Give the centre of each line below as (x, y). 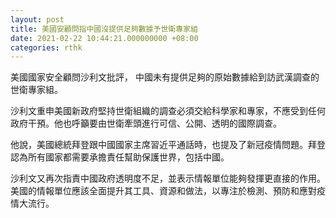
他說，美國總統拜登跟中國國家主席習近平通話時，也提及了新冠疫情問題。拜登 (168, 145)
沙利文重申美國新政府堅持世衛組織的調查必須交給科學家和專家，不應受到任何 (168, 111)
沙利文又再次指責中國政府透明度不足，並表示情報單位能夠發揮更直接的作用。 (168, 178)
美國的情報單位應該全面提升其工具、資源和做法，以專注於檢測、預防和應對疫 (168, 191)
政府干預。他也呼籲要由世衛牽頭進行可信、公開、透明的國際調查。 (146, 123)
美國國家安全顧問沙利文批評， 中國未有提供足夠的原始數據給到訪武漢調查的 (165, 77)
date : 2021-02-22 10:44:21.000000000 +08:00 (104, 38)
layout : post (37, 19)
